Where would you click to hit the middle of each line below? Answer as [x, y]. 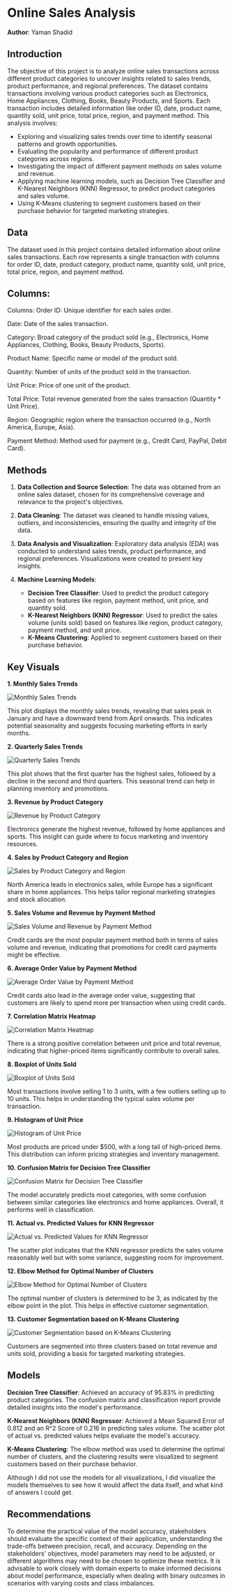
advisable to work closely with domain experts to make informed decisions [114, 1568]
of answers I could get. [40, 1492]
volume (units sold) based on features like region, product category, [125, 623]
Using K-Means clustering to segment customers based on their [109, 203]
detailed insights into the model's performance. [75, 1407]
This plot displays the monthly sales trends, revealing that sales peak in [109, 711]
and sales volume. [43, 195]
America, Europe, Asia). [41, 427]
